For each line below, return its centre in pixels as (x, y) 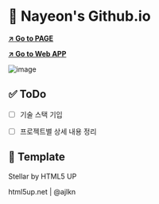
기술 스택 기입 (41, 114)
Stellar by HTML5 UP (43, 176)
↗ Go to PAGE (31, 38)
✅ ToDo (27, 94)
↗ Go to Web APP (37, 53)
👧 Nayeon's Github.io (79, 16)
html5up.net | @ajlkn (42, 191)
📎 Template (37, 157)
